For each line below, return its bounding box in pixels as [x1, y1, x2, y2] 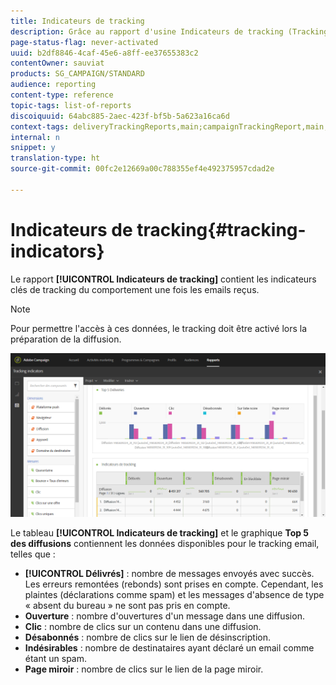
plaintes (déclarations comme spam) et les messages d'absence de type [24, 589, 325, 601]
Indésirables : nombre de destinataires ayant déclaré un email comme [24, 642, 315, 654]
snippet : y [10, 143, 56, 153]
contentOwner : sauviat [10, 58, 105, 69]
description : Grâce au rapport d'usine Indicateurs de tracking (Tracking [10, 26, 329, 37]
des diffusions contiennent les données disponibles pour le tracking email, [10, 538, 320, 550]
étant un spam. [24, 653, 88, 665]
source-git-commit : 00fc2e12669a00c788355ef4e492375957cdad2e [10, 164, 275, 174]
